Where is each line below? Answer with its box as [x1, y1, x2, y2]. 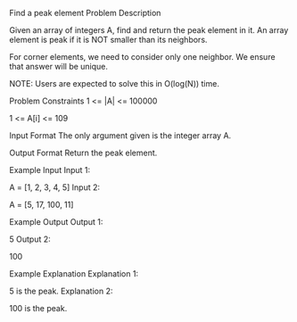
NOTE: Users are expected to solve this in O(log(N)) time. [9, 78, 220, 88]
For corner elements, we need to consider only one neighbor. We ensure [9, 52, 276, 62]
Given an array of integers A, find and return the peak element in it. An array [9, 25, 289, 35]
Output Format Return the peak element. [9, 147, 158, 158]
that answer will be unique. [9, 62, 109, 71]
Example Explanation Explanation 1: [9, 268, 139, 279]
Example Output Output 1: [9, 217, 103, 227]
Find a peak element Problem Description [9, 8, 161, 18]
